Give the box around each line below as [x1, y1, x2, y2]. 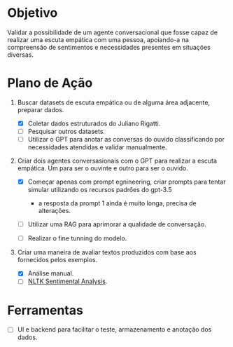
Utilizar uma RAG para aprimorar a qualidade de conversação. [27, 220, 206, 229]
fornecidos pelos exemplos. [17, 256, 98, 264]
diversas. [7, 50, 34, 59]
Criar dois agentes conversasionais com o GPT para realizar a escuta [17, 156, 217, 165]
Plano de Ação [7, 75, 93, 91]
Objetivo [7, 5, 58, 21]
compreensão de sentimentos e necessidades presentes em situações [7, 43, 211, 51]
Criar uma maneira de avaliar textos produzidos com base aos [17, 248, 197, 257]
